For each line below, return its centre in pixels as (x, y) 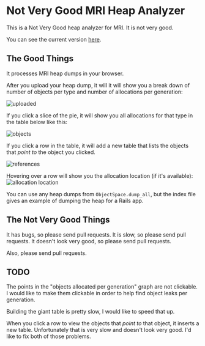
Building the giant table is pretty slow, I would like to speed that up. (91, 312)
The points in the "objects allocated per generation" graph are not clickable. (102, 287)
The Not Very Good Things (58, 220)
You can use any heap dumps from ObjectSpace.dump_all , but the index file (101, 194)
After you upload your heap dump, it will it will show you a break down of (98, 85)
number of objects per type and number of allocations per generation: (95, 92)
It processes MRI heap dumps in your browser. (65, 73)
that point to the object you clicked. (51, 152)
